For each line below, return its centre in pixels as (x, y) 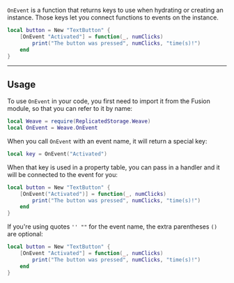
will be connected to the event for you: (63, 174)
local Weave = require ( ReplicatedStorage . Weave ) (79, 121)
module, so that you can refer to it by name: (70, 109)
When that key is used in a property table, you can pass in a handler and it (114, 167)
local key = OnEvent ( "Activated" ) (57, 154)
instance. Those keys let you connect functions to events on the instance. (113, 17)
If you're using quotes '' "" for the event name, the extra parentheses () (112, 227)
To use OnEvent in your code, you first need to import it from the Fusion (109, 101)
